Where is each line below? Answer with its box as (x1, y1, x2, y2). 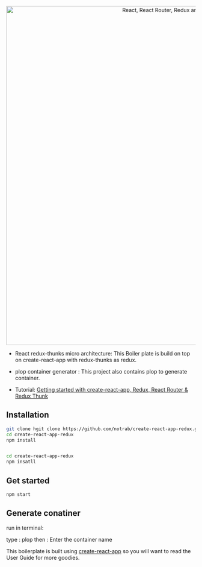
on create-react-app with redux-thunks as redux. (14, 356, 137, 363)
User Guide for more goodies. (6, 554, 80, 561)
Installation (6, 410, 49, 420)
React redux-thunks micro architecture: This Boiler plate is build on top (14, 350, 191, 357)
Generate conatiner (6, 508, 81, 518)
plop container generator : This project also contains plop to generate (14, 368, 188, 375)
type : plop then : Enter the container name (6, 536, 112, 543)
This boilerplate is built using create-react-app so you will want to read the (6, 547, 191, 554)
